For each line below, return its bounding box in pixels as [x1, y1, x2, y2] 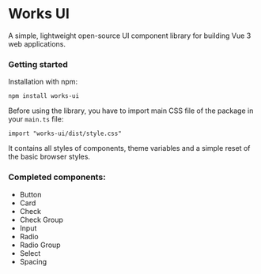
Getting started [8, 58, 69, 69]
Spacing [19, 257, 47, 266]
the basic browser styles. [8, 152, 91, 162]
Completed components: [8, 171, 106, 182]
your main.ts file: [8, 114, 64, 124]
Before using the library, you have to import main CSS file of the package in [8, 106, 254, 115]
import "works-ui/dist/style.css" [8, 129, 123, 138]
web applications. [8, 39, 66, 48]
